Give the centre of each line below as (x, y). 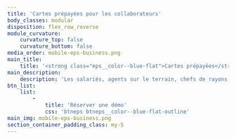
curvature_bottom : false (56, 46)
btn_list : (22, 86)
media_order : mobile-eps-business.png (64, 53)
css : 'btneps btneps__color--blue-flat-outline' (117, 112)
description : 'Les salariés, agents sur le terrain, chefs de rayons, (125, 79)
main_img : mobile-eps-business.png (59, 118)
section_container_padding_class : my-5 (66, 125)
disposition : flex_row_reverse (53, 27)
